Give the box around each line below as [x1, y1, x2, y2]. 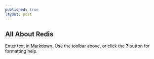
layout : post [5, 12, 32, 17]
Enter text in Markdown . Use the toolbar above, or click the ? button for [5, 43, 150, 49]
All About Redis [5, 30, 54, 38]
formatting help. [5, 48, 38, 54]
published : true [5, 7, 38, 12]
